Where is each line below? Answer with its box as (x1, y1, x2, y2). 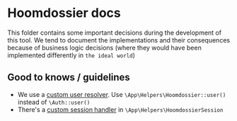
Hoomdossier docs (7, 5, 122, 21)
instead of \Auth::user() (17, 98, 91, 106)
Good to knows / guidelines (7, 71, 131, 83)
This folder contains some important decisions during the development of (7, 28, 221, 37)
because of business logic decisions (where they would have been (7, 43, 202, 52)
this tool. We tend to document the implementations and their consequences (7, 35, 231, 44)
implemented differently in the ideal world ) (7, 51, 136, 59)
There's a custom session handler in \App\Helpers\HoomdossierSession (17, 105, 224, 114)
